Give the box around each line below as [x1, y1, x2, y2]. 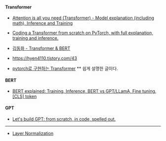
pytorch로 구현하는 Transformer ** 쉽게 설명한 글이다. [12, 66, 118, 71]
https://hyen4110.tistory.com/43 [12, 55, 78, 62]
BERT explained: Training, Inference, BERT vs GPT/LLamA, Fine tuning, [12, 88, 157, 94]
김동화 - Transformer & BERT [12, 45, 71, 52]
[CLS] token [12, 93, 37, 99]
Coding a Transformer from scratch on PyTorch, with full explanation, [12, 30, 153, 36]
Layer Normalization [12, 130, 53, 136]
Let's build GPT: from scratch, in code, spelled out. [12, 116, 116, 122]
